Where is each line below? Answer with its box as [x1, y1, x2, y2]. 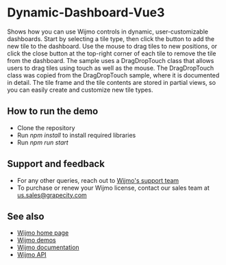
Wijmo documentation [16, 243, 80, 251]
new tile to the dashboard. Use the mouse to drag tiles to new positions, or [7, 42, 218, 50]
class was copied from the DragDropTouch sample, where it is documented [7, 71, 220, 79]
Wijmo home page [16, 229, 69, 237]
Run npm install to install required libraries [16, 131, 136, 139]
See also [7, 210, 45, 222]
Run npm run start [16, 138, 68, 147]
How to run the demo [7, 105, 99, 117]
